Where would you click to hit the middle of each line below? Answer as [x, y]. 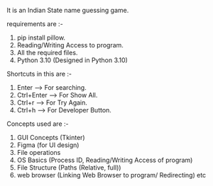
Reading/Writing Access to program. [70, 45]
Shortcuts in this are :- [39, 74]
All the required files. [47, 53]
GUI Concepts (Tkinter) [51, 138]
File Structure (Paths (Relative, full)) [69, 168]
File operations [39, 152]
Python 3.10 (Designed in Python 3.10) [72, 60]
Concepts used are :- [38, 124]
